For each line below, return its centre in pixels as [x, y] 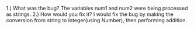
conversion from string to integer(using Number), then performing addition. [97, 20]
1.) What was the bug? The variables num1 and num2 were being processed [97, 8]
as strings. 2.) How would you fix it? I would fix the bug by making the [90, 14]
